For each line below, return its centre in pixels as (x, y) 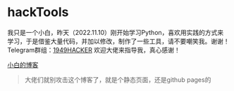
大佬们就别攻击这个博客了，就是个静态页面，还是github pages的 (118, 79)
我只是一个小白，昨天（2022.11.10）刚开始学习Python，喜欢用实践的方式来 (116, 32)
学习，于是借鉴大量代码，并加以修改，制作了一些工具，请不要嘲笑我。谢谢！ (118, 41)
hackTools (38, 12)
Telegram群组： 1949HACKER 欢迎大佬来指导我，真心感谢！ (94, 50)
